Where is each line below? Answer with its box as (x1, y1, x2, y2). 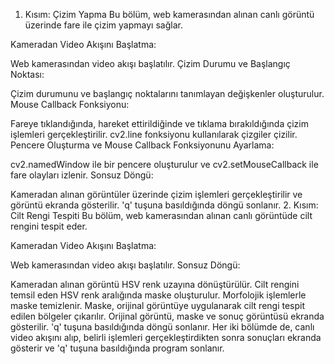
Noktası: (10, 69, 45, 80)
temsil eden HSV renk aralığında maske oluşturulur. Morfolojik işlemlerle (10, 289, 307, 301)
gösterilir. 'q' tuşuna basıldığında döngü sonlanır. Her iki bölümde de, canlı (10, 321, 315, 333)
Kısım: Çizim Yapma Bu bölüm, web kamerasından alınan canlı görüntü (24, 9, 315, 20)
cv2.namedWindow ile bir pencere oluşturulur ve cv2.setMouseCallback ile (10, 159, 319, 170)
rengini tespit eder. (10, 220, 88, 232)
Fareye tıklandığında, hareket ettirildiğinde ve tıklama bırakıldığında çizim (10, 118, 309, 129)
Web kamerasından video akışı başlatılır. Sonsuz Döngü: (10, 259, 241, 271)
